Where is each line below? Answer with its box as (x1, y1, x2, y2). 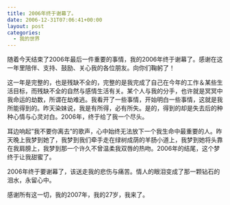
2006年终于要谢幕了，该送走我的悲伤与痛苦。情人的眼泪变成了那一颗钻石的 (7, 167, 220, 176)
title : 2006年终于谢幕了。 (7, 10, 77, 17)
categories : (7, 29, 41, 36)
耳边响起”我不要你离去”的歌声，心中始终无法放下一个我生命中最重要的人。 (7, 128, 217, 136)
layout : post (7, 23, 44, 29)
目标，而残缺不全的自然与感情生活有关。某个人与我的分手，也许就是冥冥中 (12, 87, 223, 95)
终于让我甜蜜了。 (7, 153, 55, 161)
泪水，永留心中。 (7, 176, 55, 184)
